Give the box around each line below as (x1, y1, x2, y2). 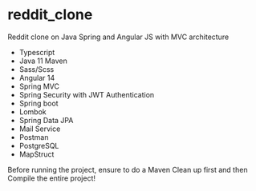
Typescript (18, 47, 55, 57)
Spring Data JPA (18, 115, 74, 125)
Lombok (18, 106, 47, 117)
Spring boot (18, 98, 59, 108)
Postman (18, 132, 49, 141)
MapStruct (18, 149, 55, 159)
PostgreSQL (18, 141, 59, 150)
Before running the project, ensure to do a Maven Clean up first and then (7, 165, 248, 174)
